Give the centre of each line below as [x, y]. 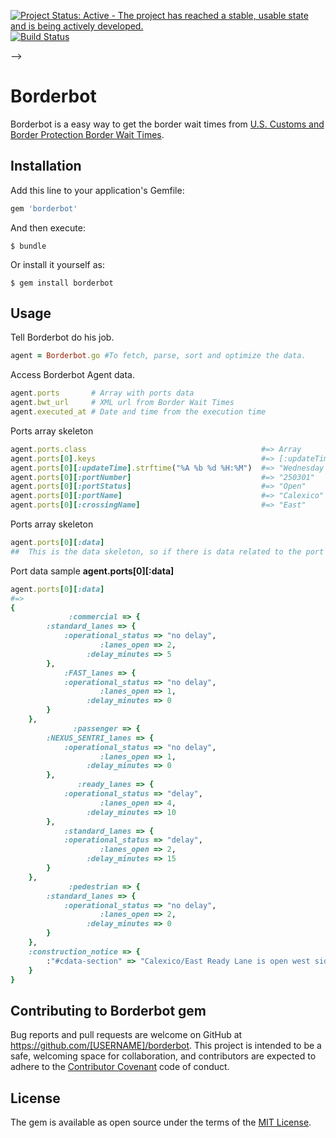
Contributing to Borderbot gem [108, 1010]
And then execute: [48, 227]
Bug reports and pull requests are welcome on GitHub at [126, 1035]
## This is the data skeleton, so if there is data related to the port [167, 551]
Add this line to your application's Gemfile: [97, 190]
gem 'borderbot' [44, 208]
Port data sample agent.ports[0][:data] [92, 571]
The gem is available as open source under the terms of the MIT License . [161, 1122]
